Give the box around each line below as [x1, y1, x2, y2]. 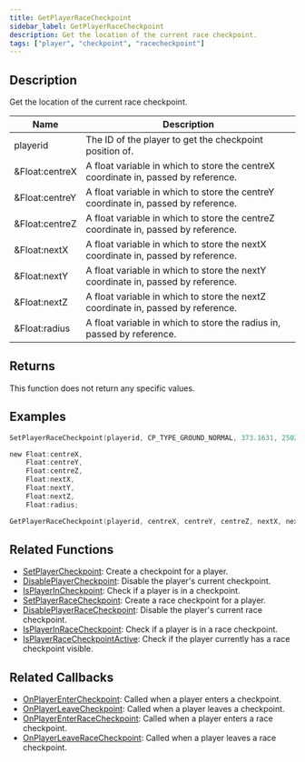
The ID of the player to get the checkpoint [85, 134, 263, 146]
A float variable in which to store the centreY [85, 185, 275, 198]
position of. [85, 145, 134, 157]
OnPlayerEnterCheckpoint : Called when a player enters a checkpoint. [22, 694, 281, 705]
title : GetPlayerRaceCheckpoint [9, 13, 132, 23]
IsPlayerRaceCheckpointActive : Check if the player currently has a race [22, 634, 290, 645]
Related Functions [9, 542, 114, 557]
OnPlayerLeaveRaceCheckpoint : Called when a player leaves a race [22, 733, 277, 744]
